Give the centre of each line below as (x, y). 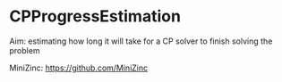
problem (25, 50)
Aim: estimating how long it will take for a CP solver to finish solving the (141, 41)
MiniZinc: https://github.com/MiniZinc (79, 68)
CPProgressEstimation (95, 16)
